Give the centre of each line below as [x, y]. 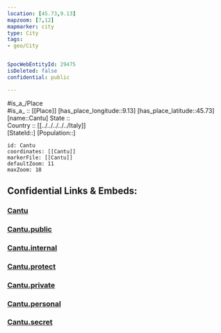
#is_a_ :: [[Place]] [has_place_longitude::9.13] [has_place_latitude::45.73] [111, 110]
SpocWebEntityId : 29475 [42, 65]
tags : [15, 40]
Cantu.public [30, 229]
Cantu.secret [30, 322]
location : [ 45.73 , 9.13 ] [42, 14]
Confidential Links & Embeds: [72, 191]
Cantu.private [31, 285]
